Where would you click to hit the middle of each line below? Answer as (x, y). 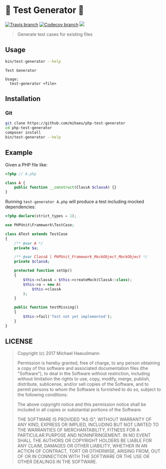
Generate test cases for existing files (55, 34)
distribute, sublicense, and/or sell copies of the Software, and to (83, 384)
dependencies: (20, 207)
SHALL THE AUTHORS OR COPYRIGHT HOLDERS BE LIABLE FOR (84, 441)
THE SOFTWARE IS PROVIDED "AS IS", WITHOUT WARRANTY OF (84, 419)
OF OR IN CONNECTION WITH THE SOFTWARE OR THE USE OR (83, 457)
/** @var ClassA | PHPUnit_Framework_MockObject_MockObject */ (81, 257)
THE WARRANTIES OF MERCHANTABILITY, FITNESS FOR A (79, 430)
